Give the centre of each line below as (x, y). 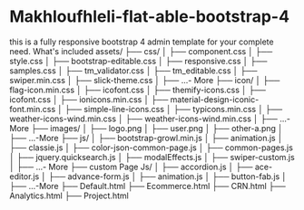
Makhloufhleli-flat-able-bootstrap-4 (150, 17)
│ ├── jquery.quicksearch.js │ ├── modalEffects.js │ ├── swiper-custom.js (152, 157)
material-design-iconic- (215, 99)
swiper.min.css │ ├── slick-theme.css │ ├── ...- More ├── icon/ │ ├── (145, 80)
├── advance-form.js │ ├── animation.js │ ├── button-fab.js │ (168, 176)
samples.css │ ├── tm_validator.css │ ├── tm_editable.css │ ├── (133, 71)
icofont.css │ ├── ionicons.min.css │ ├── (89, 99)
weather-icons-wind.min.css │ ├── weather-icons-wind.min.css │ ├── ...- (150, 119)
